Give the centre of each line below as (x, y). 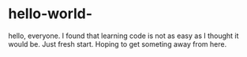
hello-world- (51, 14)
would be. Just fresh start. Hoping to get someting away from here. (118, 44)
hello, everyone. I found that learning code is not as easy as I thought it (123, 36)
